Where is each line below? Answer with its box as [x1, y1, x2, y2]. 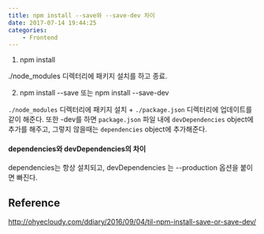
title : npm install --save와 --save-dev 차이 [8, 11, 155, 20]
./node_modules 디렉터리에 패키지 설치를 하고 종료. [8, 72, 168, 81]
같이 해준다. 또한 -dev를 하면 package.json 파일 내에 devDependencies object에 [8, 115, 254, 124]
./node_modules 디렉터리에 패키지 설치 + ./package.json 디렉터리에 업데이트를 [8, 105, 252, 114]
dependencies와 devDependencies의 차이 [8, 143, 147, 154]
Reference [8, 196, 61, 210]
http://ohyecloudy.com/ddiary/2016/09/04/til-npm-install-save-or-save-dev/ [8, 217, 257, 227]
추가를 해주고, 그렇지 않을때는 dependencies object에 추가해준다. [8, 124, 207, 134]
